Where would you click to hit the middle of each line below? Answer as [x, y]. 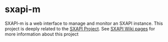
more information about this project [42, 34]
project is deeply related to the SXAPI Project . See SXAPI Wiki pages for [80, 28]
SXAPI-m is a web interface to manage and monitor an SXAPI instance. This [84, 23]
